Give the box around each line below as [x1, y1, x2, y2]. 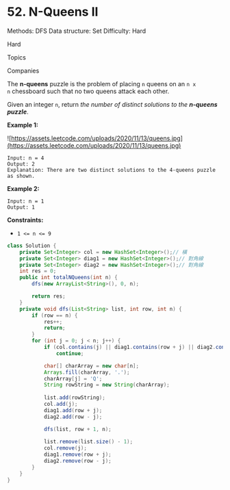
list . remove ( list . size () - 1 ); [43, 439, 133, 446]
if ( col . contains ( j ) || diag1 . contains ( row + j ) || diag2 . [43, 344, 216, 351]
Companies [7, 66, 40, 75]
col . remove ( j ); [43, 445, 88, 452]
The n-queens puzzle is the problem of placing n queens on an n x [7, 79, 196, 88]
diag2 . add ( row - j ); [43, 413, 103, 420]
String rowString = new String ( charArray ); [43, 381, 170, 389]
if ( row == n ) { [31, 312, 78, 319]
